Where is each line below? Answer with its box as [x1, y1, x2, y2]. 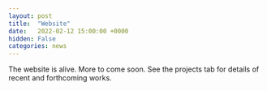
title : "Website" [8, 19, 71, 28]
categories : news [8, 42, 67, 50]
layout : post [8, 11, 53, 20]
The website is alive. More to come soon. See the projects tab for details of [8, 64, 260, 74]
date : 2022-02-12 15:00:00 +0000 [8, 27, 129, 35]
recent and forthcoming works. [8, 73, 112, 83]
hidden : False [8, 34, 57, 43]
